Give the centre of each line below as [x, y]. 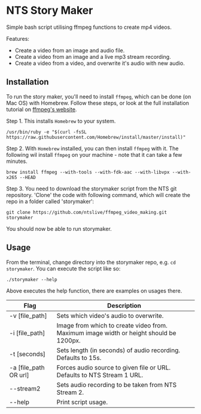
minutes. [17, 161]
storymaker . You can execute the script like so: [63, 269]
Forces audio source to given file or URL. [114, 367]
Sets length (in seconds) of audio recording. [118, 350]
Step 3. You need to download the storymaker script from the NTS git [92, 188]
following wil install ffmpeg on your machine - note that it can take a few [94, 154]
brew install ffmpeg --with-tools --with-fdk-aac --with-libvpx [88, 172]
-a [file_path [27, 367]
